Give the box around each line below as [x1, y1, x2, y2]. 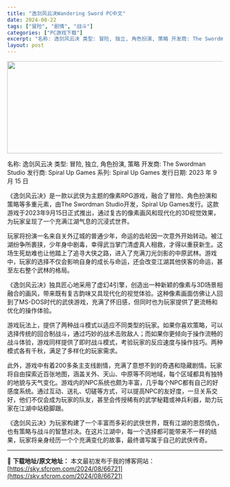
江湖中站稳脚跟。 [18, 404, 67, 412]
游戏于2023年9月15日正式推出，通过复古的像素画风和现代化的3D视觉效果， [7, 209, 220, 217]
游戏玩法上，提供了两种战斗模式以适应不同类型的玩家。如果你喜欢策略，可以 [7, 321, 223, 329]
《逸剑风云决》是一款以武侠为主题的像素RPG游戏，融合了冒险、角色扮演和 [7, 191, 218, 200]
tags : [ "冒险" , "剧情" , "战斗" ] [7, 23, 94, 29]
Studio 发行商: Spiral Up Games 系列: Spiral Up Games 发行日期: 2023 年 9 [7, 169, 217, 176]
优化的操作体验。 [7, 307, 55, 314]
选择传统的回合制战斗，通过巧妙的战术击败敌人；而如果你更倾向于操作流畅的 [7, 330, 223, 337]
